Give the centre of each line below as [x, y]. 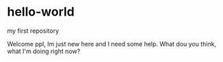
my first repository [33, 31]
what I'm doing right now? [44, 51]
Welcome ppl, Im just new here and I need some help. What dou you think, [112, 44]
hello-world [41, 12]
